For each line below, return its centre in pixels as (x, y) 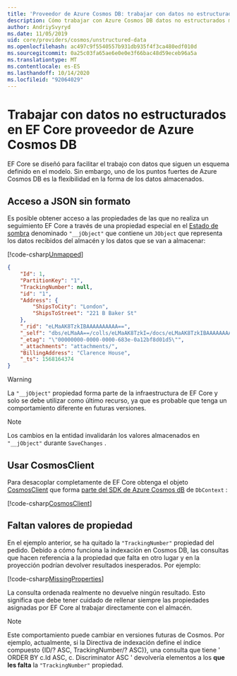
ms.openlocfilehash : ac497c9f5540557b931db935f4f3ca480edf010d (102, 47)
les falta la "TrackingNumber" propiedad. (65, 665)
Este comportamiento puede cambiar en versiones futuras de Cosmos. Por (116, 635)
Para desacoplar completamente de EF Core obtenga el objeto (98, 482)
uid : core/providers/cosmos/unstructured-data (77, 40)
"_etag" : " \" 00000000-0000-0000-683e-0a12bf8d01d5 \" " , (102, 340)
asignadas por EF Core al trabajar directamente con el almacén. (100, 607)
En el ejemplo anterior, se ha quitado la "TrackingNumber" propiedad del (111, 542)
